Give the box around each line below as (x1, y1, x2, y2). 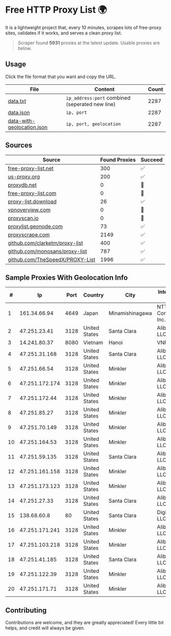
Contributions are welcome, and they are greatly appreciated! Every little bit (5, 620, 164, 626)
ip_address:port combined (66, 94, 131, 101)
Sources (5, 141, 33, 150)
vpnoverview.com (8, 206, 51, 213)
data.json (8, 109, 30, 116)
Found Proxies (100, 156, 136, 163)
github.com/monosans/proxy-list (8, 248, 88, 255)
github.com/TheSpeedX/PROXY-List (8, 256, 96, 263)
